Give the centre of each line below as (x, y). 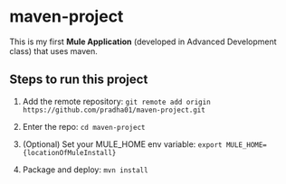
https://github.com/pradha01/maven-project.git (114, 110)
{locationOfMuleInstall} (69, 152)
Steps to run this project (79, 80)
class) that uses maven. (53, 51)
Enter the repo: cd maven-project (84, 126)
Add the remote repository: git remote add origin (116, 101)
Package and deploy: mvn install (85, 170)
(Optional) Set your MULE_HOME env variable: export (123, 144)
